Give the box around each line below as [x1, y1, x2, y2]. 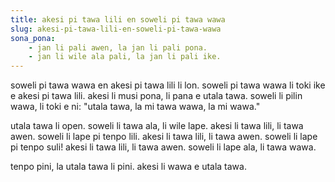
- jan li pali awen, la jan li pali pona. [28, 42, 208, 53]
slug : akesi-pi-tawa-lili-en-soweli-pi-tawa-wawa [10, 24, 222, 34]
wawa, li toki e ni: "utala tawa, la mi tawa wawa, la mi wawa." [10, 101, 261, 113]
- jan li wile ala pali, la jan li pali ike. [28, 52, 222, 62]
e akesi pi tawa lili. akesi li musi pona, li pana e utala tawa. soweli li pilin [10, 90, 303, 102]
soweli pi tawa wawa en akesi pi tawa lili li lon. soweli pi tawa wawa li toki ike [10, 79, 326, 91]
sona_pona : [10, 33, 56, 43]
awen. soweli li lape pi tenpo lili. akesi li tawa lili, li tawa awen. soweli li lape [10, 131, 318, 143]
